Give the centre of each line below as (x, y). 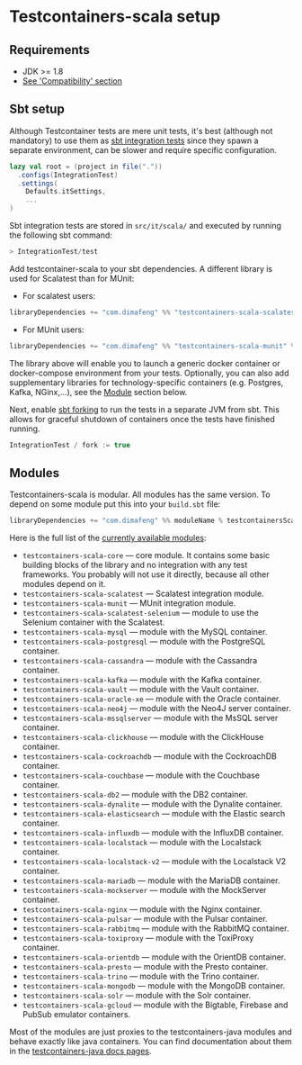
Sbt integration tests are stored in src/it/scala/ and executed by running (145, 226)
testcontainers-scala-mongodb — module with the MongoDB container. (154, 986)
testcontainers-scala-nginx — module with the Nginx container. (142, 909)
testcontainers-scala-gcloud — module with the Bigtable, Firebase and (155, 1005)
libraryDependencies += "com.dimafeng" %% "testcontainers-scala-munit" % (152, 346)
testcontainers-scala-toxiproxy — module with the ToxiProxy (138, 938)
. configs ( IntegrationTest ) (68, 175)
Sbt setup (37, 109)
